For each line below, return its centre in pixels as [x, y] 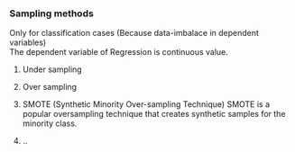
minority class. [50, 123]
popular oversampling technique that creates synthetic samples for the [154, 114]
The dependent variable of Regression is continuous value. [119, 52]
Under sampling [52, 69]
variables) [28, 42]
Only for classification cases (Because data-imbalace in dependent [134, 33]
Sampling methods [52, 13]
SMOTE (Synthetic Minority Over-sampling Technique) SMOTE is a [146, 104]
